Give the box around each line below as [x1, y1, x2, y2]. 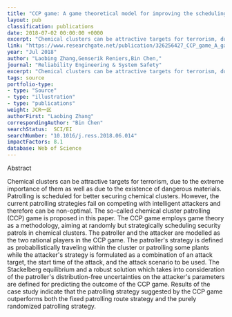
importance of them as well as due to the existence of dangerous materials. [7, 184, 222, 193]
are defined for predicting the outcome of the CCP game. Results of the [7, 280, 211, 288]
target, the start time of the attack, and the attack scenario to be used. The [7, 258, 220, 266]
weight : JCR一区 [7, 106, 52, 113]
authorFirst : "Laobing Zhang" [7, 113, 95, 119]
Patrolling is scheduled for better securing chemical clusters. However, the [7, 192, 220, 200]
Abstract [7, 164, 32, 172]
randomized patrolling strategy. [7, 302, 97, 310]
